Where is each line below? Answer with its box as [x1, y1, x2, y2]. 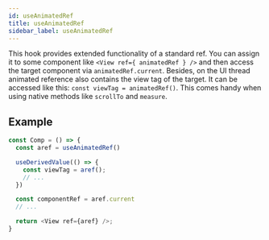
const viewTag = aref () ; [23, 166, 106, 174]
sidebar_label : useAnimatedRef [8, 27, 114, 35]
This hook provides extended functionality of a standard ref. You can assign [8, 49, 260, 59]
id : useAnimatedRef [8, 11, 74, 20]
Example [8, 114, 53, 129]
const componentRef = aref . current [15, 195, 135, 204]
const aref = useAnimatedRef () [15, 144, 121, 152]
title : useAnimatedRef [8, 19, 85, 27]
